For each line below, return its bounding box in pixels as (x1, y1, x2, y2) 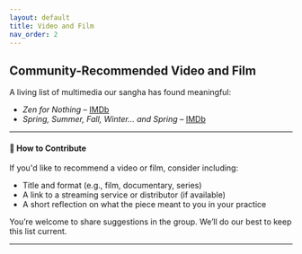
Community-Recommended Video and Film (9, 63, 256, 78)
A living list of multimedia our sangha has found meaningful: (9, 87, 232, 98)
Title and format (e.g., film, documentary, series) (22, 180, 202, 191)
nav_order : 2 (9, 30, 58, 39)
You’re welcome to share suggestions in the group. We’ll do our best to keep (9, 216, 292, 227)
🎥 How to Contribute (9, 143, 87, 153)
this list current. (9, 226, 67, 237)
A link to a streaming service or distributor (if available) (22, 189, 226, 200)
